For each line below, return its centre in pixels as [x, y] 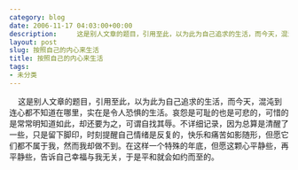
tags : [19, 67]
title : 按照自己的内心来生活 [56, 58]
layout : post [33, 42]
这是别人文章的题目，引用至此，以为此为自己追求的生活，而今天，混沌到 [149, 101]
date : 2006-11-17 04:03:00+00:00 [71, 26]
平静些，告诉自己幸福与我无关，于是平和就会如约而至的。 [114, 157]
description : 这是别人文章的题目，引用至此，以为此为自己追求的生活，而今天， [145, 34]
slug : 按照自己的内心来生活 [54, 50]
